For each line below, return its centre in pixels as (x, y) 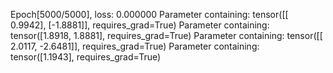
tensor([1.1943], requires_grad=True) (86, 57)
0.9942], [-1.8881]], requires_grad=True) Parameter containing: (140, 25)
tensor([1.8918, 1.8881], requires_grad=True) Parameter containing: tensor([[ (166, 35)
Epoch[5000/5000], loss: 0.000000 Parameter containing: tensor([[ (149, 14)
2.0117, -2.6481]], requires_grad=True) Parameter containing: (135, 46)
